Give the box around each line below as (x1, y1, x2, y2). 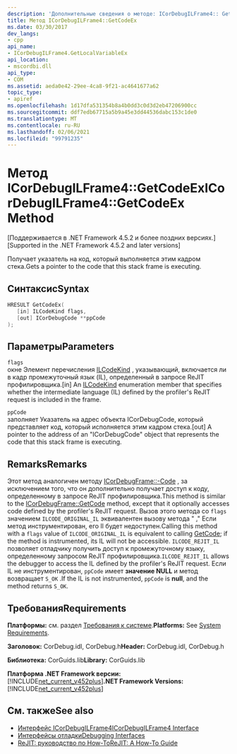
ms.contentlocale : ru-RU (7, 121, 80, 129)
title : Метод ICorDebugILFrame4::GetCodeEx (7, 17, 138, 24)
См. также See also (7, 705, 94, 717)
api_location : (7, 56, 49, 63)
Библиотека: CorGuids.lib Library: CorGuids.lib (7, 655, 145, 664)
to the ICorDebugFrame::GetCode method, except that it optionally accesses (7, 499, 230, 508)
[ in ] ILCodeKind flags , (16, 308, 87, 315)
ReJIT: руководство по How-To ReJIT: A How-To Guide (17, 738, 178, 747)
